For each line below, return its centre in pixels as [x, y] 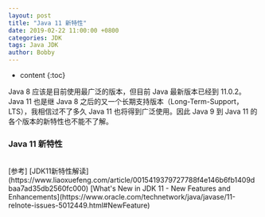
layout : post [30, 15]
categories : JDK [35, 38]
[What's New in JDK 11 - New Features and [160, 188]
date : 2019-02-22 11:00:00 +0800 [64, 30]
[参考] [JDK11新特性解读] [49, 171]
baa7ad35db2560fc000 [47, 188]
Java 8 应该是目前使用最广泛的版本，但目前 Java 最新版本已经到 [114, 91]
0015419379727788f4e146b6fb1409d [194, 180]
